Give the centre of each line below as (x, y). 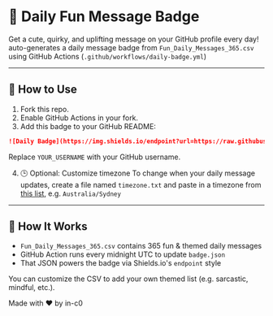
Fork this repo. (44, 109)
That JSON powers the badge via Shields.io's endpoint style (121, 263)
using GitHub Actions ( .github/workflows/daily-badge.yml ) (108, 56)
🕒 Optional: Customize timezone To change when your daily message (138, 173)
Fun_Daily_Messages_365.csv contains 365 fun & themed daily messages (141, 246)
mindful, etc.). (32, 288)
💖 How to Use (43, 90)
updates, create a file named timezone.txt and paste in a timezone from (141, 184)
